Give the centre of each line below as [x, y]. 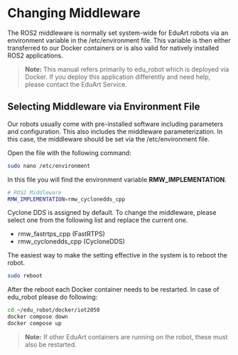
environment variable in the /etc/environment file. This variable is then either [119, 40]
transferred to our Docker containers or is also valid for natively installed [113, 48]
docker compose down [38, 317]
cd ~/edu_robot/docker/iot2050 [54, 310]
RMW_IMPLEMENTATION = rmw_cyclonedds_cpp [66, 199]
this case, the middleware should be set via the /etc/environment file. [108, 139]
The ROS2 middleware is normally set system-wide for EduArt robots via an [118, 33]
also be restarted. [50, 344]
